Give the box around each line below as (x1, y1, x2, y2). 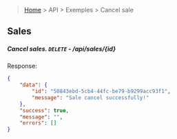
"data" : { (19, 81, 48, 88)
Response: (7, 62, 38, 71)
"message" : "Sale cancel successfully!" (32, 94, 149, 101)
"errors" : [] (19, 120, 57, 127)
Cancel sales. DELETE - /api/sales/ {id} (7, 45, 116, 53)
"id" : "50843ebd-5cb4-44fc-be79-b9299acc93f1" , (32, 88, 171, 95)
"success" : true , (19, 107, 70, 114)
